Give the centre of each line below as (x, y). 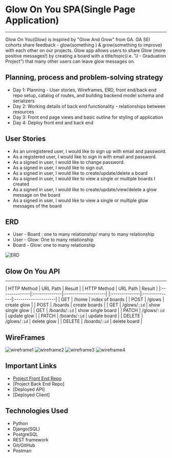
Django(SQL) (26, 429)
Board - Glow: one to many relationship (54, 245)
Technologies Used (37, 411)
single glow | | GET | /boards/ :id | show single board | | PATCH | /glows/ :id (85, 310)
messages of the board (37, 206)
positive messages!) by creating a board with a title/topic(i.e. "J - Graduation (86, 56)
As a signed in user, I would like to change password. (69, 162)
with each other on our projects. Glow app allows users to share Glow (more (85, 50)
